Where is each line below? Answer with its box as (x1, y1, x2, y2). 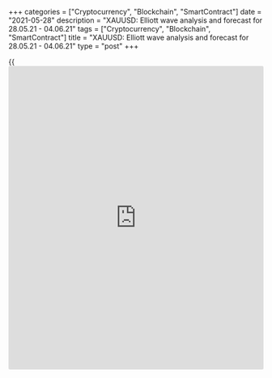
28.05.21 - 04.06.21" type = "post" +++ (8, 41, 139, 51)
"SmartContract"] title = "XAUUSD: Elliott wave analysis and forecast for (8, 32, 249, 42)
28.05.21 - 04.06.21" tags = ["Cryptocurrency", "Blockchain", (8, 24, 211, 33)
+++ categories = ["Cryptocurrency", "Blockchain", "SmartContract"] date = (8, 7, 262, 16)
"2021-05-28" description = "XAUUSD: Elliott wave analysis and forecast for (8, 15, 263, 25)
